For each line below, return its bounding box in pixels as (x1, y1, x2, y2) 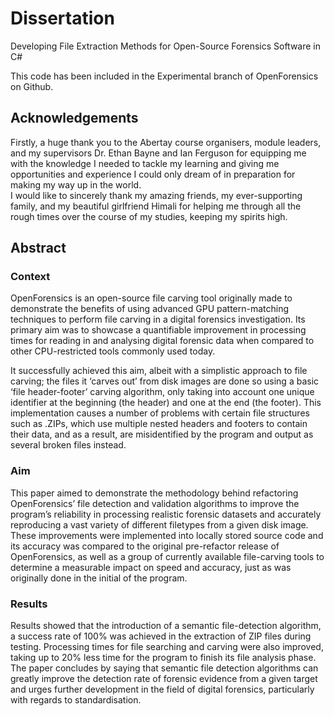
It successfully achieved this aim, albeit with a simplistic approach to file (10, 365, 308, 377)
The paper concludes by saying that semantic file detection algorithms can (10, 662, 319, 674)
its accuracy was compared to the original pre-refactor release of (10, 540, 280, 552)
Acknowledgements (10, 110, 139, 127)
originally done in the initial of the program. (10, 572, 188, 584)
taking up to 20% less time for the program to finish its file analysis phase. (10, 652, 317, 664)
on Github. (10, 80, 54, 92)
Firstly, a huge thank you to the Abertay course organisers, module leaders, (10, 136, 322, 148)
